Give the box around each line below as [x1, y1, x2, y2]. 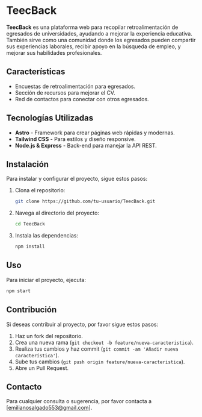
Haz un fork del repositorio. [14, 332, 83, 339]
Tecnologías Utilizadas [6, 113, 94, 124]
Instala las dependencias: [14, 232, 78, 239]
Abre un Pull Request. [14, 364, 69, 371]
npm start [6, 287, 31, 294]
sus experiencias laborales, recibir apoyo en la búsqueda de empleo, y [6, 43, 182, 50]
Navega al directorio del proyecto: [14, 209, 99, 217]
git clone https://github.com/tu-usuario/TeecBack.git [14, 198, 156, 205]
